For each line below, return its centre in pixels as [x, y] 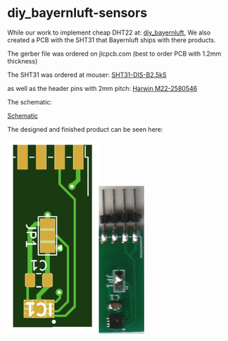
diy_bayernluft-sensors [77, 13]
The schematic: [30, 102]
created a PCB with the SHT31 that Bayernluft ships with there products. [112, 39]
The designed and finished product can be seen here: [85, 129]
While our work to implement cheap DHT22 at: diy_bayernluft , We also [109, 32]
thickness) [23, 61]
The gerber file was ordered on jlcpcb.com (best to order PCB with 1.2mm [114, 54]
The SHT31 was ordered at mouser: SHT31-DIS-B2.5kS [87, 75]
